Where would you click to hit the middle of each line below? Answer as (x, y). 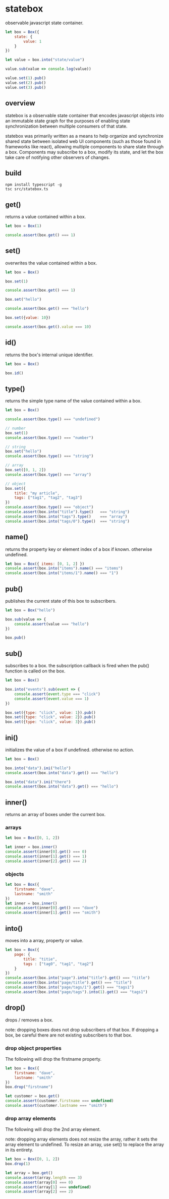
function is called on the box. (35, 671)
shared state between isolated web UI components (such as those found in (83, 141)
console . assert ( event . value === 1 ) (52, 699)
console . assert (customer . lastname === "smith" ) (56, 1106)
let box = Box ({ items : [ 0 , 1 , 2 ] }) (45, 564)
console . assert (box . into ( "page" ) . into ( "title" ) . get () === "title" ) (78, 978)
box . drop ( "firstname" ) (29, 1087)
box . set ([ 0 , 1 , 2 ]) (26, 470)
